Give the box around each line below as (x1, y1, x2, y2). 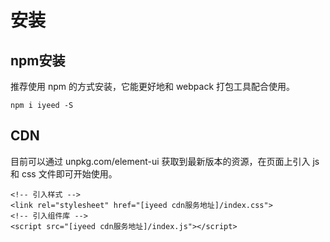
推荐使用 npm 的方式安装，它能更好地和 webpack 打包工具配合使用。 (10, 81, 296, 92)
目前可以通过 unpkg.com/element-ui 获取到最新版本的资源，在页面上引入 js (10, 155, 320, 167)
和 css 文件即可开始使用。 (10, 167, 118, 180)
